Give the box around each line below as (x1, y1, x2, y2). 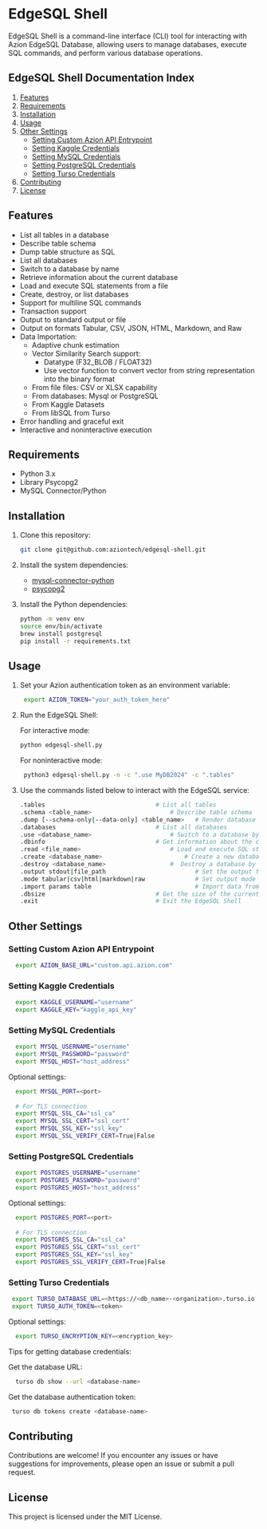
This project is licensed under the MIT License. (8, 1512, 163, 1522)
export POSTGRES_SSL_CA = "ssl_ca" (15, 1235, 127, 1244)
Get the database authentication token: (8, 1392, 136, 1401)
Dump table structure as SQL (19, 246, 116, 256)
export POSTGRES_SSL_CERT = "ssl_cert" (15, 1243, 141, 1251)
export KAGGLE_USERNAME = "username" (15, 999, 134, 1007)
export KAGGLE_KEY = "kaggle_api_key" (15, 1006, 137, 1014)
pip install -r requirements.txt (19, 637, 132, 645)
